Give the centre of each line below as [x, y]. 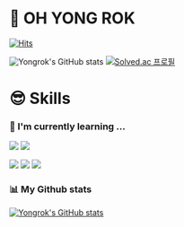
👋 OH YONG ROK [73, 18]
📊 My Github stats [51, 189]
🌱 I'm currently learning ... [67, 127]
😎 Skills [40, 99]
